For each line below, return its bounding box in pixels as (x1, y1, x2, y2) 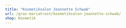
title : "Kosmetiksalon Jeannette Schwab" (5, 7, 91, 12)
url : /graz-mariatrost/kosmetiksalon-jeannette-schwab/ (5, 11, 121, 16)
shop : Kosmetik (5, 16, 36, 20)
